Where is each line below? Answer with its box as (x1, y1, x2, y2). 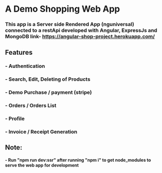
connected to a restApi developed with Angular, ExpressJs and (5, 27, 158, 34)
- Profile (5, 115, 25, 122)
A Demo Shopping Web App (5, 3, 121, 15)
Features (5, 48, 33, 57)
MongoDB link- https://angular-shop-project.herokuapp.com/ (5, 33, 155, 40)
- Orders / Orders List (5, 102, 57, 109)
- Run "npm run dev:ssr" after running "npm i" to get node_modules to (5, 157, 151, 163)
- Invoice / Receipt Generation (5, 129, 78, 135)
